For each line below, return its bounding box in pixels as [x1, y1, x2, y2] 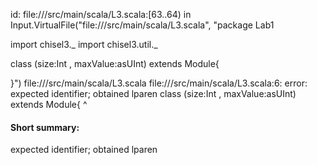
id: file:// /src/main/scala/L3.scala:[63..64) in [10, 9, 192, 20]
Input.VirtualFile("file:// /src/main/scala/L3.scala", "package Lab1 [10, 19, 275, 31]
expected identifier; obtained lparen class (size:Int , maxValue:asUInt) [10, 88, 297, 99]
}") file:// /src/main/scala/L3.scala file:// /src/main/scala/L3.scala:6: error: [10, 77, 308, 89]
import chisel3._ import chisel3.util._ [10, 39, 158, 50]
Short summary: [10, 121, 80, 133]
